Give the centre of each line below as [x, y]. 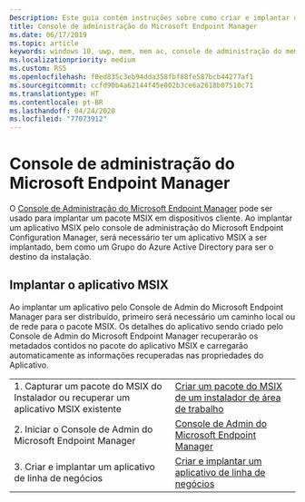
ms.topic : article [44, 43]
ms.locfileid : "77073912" [58, 119]
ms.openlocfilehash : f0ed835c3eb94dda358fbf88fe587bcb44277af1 [132, 77]
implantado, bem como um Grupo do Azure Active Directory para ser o [142, 247]
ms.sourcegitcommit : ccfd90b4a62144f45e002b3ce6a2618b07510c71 [132, 85]
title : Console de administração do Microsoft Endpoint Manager [133, 26]
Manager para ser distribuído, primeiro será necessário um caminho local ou [152, 316]
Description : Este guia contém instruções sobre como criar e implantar [150, 18]
